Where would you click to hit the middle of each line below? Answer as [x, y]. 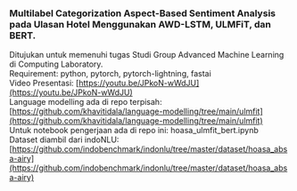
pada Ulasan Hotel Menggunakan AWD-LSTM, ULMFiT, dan [140, 24]
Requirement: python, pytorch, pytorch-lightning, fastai [110, 74]
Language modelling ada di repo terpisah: [86, 102]
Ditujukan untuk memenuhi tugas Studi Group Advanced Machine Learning [147, 55]
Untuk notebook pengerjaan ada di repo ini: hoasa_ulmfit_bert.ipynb [134, 131]
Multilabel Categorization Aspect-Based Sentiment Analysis [143, 13]
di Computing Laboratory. [56, 64]
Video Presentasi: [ [44, 84]
